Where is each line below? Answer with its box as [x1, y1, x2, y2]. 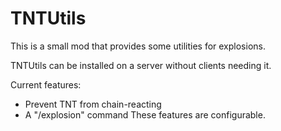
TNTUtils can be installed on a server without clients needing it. [10, 59, 272, 71]
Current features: [10, 78, 82, 91]
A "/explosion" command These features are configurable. [24, 108, 266, 121]
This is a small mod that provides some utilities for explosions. [10, 40, 266, 52]
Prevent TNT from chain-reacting [24, 98, 162, 110]
